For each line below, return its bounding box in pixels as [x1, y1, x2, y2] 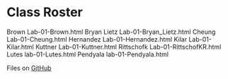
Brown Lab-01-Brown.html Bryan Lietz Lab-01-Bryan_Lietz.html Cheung [6, 28, 216, 36]
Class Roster [6, 4, 83, 20]
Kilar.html [6, 42, 35, 51]
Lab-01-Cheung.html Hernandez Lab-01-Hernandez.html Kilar [6, 35, 188, 43]
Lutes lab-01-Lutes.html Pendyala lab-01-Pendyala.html [6, 50, 169, 59]
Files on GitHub [6, 63, 52, 72]
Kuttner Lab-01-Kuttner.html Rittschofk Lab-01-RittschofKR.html [35, 42, 222, 51]
